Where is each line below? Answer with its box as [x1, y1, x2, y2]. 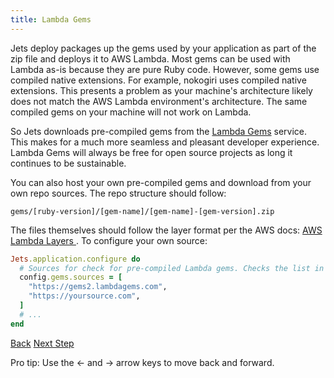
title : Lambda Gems [10, 14, 92, 25]
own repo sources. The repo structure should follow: [10, 187, 227, 199]
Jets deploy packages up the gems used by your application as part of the [10, 42, 317, 54]
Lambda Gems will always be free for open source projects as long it [10, 146, 293, 158]
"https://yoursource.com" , [28, 291, 141, 301]
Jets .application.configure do [10, 254, 141, 264]
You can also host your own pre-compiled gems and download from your [10, 176, 312, 188]
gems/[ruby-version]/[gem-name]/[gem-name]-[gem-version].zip [10, 206, 275, 216]
